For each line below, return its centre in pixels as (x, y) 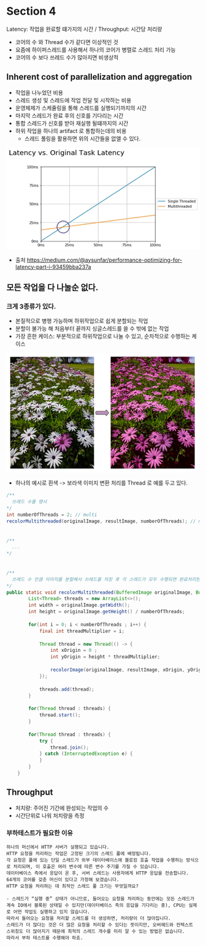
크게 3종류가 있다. (31, 306)
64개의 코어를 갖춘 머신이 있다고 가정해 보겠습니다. (63, 880)
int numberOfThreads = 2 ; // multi (52, 515)
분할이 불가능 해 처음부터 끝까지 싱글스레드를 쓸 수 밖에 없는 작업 (92, 328)
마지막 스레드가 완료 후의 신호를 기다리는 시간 (69, 115)
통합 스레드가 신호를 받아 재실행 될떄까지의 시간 (72, 123)
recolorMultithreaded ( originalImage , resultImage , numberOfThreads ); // (101, 521)
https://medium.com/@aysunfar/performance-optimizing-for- (105, 260)
